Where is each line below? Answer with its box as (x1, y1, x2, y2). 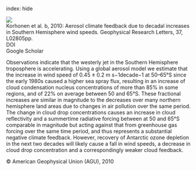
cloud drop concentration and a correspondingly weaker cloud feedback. (6, 147, 184, 153)
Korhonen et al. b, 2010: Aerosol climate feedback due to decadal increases (6, 22, 190, 29)
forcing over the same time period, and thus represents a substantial (6, 128, 172, 134)
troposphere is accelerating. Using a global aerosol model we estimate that (6, 65, 188, 72)
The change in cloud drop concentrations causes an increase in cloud (6, 109, 175, 116)
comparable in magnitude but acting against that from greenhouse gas (6, 121, 178, 129)
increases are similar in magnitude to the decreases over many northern (6, 97, 181, 103)
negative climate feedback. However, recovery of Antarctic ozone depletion (6, 134, 190, 141)
